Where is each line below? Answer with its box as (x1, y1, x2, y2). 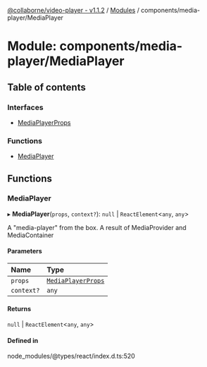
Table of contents (7, 81, 86, 93)
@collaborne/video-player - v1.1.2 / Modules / (7, 6, 139, 14)
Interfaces (7, 102, 44, 112)
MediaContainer (7, 231, 54, 239)
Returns (7, 304, 32, 313)
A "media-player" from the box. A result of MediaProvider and (7, 223, 187, 231)
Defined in (7, 336, 39, 344)
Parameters (7, 247, 42, 255)
